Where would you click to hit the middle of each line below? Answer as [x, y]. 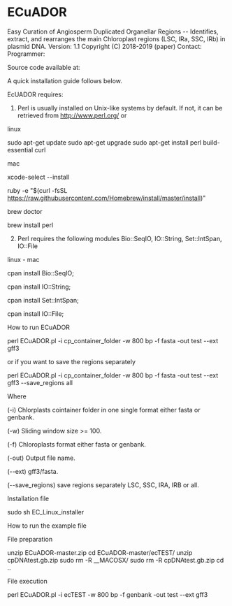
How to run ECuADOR [38, 327]
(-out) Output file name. [41, 458]
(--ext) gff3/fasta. [33, 471]
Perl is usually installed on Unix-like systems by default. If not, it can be [120, 108]
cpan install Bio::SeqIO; [41, 273]
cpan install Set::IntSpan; [43, 300]
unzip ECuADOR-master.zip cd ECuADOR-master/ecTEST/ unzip [100, 552]
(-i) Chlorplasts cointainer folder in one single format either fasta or [104, 410]
